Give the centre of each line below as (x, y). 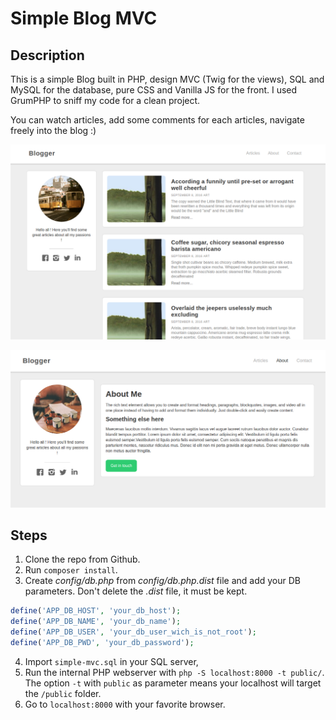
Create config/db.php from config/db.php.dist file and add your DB (162, 581)
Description (47, 55)
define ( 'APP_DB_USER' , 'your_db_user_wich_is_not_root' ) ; (133, 632)
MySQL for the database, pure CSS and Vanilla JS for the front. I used (154, 90)
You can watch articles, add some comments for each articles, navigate (157, 120)
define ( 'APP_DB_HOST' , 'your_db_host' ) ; (96, 611)
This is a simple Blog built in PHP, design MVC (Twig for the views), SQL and (167, 79)
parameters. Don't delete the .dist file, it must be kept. (136, 591)
